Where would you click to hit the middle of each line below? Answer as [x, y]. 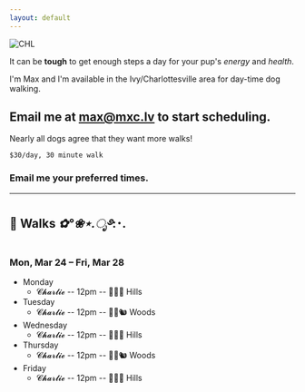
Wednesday [45, 325]
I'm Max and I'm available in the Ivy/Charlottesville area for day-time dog [145, 79]
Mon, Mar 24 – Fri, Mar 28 [67, 262]
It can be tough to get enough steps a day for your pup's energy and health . [152, 61]
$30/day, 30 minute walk [56, 155]
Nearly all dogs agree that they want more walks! [101, 139]
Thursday [40, 345]
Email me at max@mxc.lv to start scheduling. [140, 118]
